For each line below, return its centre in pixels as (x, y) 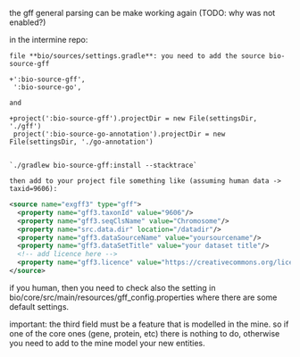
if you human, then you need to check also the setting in (112, 287)
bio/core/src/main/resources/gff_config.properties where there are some (143, 297)
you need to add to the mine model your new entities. (107, 343)
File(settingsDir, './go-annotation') (81, 142)
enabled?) (28, 22)
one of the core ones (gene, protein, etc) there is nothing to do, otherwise (145, 333)
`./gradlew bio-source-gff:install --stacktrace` (104, 165)
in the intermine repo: (49, 40)
